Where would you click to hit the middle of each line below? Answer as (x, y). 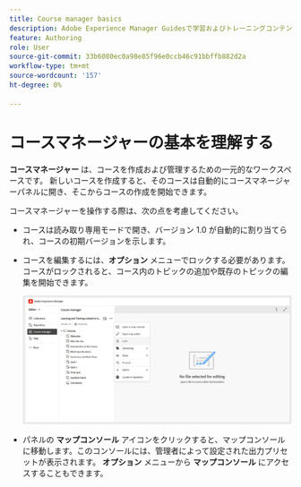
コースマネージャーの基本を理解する (142, 142)
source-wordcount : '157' (56, 76)
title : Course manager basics (66, 19)
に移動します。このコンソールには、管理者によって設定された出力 (143, 450)
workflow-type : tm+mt (50, 66)
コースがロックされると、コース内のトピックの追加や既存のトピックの (151, 271)
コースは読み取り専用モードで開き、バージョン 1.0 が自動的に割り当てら (155, 229)
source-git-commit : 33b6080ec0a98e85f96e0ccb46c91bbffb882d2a (128, 57)
